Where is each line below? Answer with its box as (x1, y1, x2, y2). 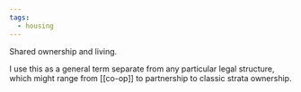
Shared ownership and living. (9, 46, 118, 56)
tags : (9, 13, 30, 22)
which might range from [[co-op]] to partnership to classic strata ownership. (9, 72, 292, 83)
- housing (17, 21, 54, 30)
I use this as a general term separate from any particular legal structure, (9, 63, 276, 74)
